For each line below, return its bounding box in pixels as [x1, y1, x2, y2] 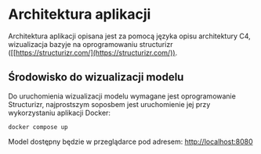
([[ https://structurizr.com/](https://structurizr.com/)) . [8, 48, 178, 57]
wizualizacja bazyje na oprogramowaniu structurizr [8, 39, 173, 48]
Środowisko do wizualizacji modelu [8, 70, 184, 84]
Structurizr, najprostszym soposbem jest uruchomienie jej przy [8, 99, 211, 109]
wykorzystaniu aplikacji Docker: [8, 108, 111, 117]
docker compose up [8, 123, 68, 131]
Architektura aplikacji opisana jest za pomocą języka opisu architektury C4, [8, 31, 251, 41]
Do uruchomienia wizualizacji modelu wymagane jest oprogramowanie [8, 91, 237, 101]
